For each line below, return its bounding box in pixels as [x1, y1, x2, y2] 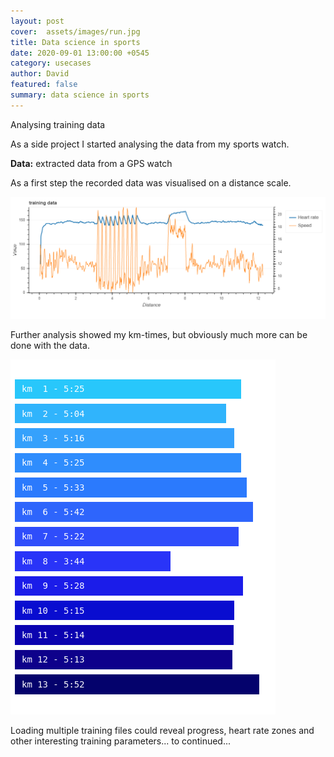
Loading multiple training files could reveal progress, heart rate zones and [10, 725, 315, 737]
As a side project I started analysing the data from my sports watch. [10, 138, 290, 150]
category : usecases [10, 58, 92, 69]
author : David [10, 69, 70, 79]
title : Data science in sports [10, 37, 141, 47]
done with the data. [10, 340, 90, 352]
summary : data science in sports [10, 90, 150, 100]
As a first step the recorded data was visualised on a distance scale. [10, 176, 292, 189]
